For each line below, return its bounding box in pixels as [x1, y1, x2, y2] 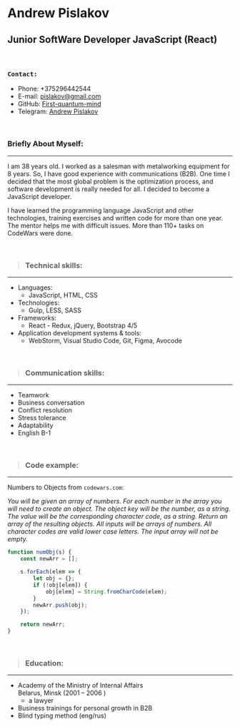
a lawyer [28, 696, 54, 705]
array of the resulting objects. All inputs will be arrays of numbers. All [7, 519, 212, 529]
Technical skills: [24, 260, 83, 270]
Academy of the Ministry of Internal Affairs [17, 681, 144, 690]
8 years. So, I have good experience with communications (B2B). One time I [7, 169, 230, 178]
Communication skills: [24, 367, 105, 377]
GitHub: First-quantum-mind [17, 100, 101, 108]
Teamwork [17, 391, 49, 400]
